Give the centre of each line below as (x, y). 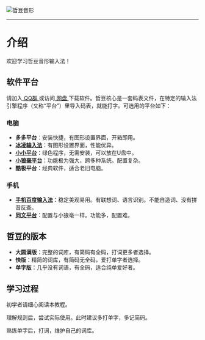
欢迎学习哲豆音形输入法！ (38, 61)
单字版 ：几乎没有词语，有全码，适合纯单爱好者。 (77, 268)
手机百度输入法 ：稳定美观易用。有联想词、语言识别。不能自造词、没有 (103, 200)
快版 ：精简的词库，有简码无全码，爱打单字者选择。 (79, 260)
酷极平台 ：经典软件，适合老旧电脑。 (61, 168)
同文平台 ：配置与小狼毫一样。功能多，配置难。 (74, 215)
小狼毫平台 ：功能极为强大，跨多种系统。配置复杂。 (79, 161)
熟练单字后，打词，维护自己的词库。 (52, 330)
